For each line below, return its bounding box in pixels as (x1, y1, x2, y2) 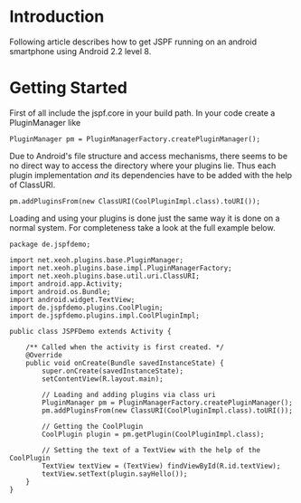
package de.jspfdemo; (9, 240, 91, 249)
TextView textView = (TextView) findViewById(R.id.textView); (42, 461, 281, 470)
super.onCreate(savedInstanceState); (42, 366, 183, 375)
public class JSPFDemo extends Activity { (9, 327, 172, 336)
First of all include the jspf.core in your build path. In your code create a (9, 107, 276, 119)
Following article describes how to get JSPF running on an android (9, 36, 258, 47)
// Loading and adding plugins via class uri (42, 390, 217, 399)
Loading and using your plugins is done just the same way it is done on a (9, 213, 280, 223)
